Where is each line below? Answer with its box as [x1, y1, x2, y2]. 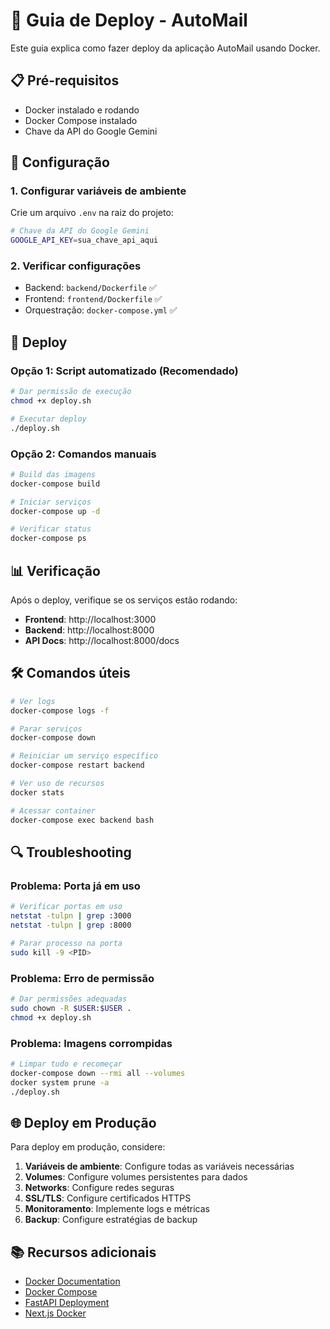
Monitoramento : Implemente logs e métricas [24, 1203, 210, 1215]
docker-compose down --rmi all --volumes [10, 1068, 186, 1078]
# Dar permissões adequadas [10, 994, 128, 1004]
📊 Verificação [10, 562, 101, 579]
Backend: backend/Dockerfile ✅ [24, 282, 157, 294]
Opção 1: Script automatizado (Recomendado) [10, 364, 239, 378]
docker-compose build [10, 479, 101, 489]
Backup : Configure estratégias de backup [24, 1214, 198, 1226]
